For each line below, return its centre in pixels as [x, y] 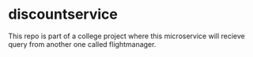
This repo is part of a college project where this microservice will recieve [126, 36]
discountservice [63, 14]
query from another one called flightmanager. [82, 44]
